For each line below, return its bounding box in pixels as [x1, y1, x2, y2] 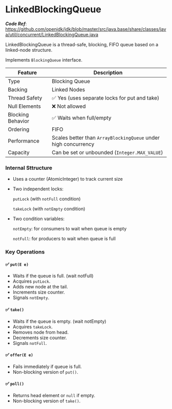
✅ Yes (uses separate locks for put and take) [52, 94, 160, 101]
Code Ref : [5, 21, 27, 27]
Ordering [8, 126, 30, 133]
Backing [8, 86, 28, 93]
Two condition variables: [12, 216, 65, 222]
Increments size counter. [12, 289, 65, 296]
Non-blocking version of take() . [12, 398, 81, 404]
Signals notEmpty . [12, 295, 50, 301]
